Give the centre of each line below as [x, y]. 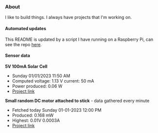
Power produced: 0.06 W [37, 86]
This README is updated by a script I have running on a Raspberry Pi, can [79, 39]
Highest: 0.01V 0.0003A [36, 120]
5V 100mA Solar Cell [26, 66]
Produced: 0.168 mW [33, 115]
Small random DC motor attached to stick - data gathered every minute [77, 100]
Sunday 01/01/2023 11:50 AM [41, 76]
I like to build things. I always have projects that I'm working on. [69, 17]
